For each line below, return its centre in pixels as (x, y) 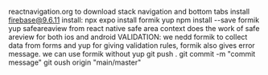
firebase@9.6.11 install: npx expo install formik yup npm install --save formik (134, 20)
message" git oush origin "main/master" (75, 62)
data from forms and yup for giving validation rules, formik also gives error (132, 45)
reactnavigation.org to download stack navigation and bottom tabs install (129, 12)
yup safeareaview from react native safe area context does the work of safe (134, 28)
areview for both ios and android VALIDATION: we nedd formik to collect (128, 37)
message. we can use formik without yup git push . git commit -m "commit (132, 54)
